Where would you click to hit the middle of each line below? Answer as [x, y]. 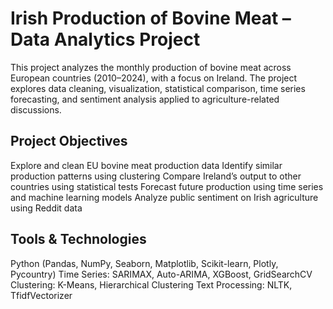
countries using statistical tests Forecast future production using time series [167, 186]
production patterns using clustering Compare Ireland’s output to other [156, 176]
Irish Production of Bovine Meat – [151, 18]
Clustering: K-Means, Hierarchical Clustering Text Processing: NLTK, [151, 284]
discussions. [36, 109]
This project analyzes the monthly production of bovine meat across [151, 67]
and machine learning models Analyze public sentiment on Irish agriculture [164, 197]
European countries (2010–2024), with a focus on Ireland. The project [154, 78]
